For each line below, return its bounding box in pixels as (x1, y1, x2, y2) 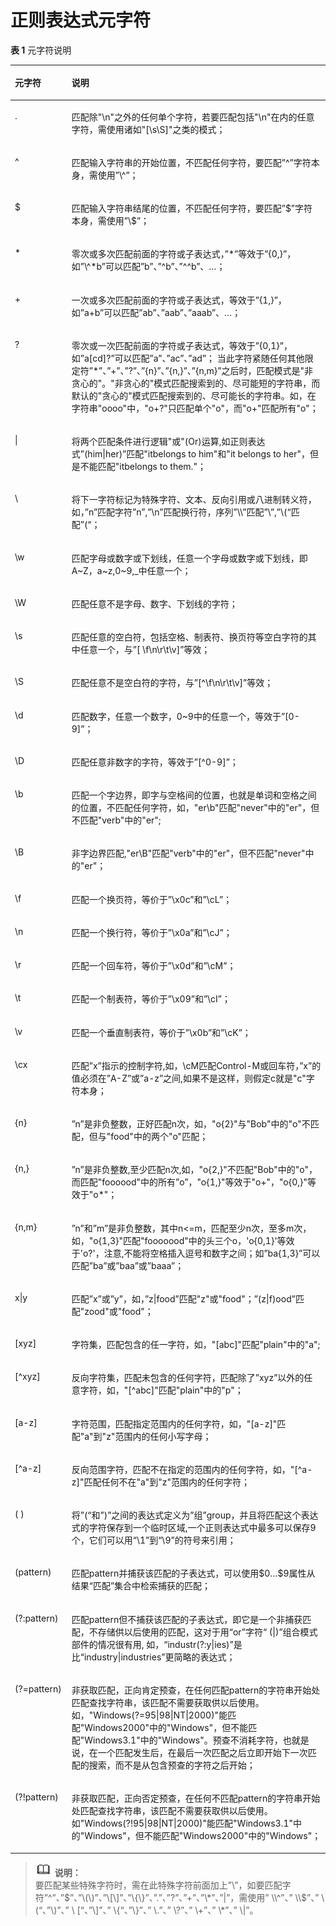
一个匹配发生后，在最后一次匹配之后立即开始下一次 (97, 1746, 308, 1758)
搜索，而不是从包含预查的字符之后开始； (88, 1759, 256, 1771)
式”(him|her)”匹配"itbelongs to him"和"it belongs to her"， (71, 448, 310, 460)
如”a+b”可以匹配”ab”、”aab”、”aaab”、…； (71, 306, 242, 318)
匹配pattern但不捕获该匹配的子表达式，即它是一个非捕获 (71, 1613, 303, 1625)
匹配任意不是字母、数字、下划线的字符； (71, 597, 238, 610)
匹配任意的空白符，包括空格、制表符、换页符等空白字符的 (71, 631, 308, 643)
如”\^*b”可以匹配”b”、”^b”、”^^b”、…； (71, 261, 226, 273)
